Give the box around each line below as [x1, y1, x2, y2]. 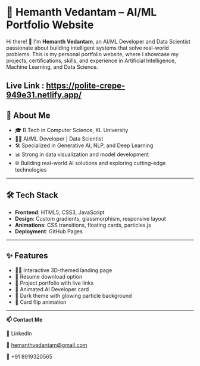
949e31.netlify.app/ [6, 90, 82, 100]
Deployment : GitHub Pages [14, 227, 83, 235]
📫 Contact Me [6, 316, 43, 323]
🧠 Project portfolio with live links [14, 279, 94, 286]
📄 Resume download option [14, 273, 83, 280]
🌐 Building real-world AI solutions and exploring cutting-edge [14, 160, 166, 167]
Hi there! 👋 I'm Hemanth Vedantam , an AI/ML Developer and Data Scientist [6, 38, 190, 45]
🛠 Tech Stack [6, 190, 58, 200]
